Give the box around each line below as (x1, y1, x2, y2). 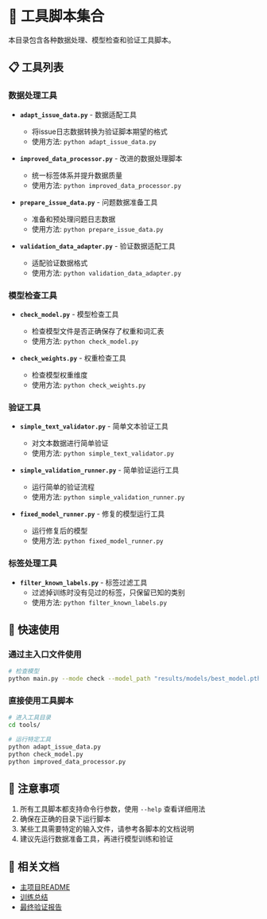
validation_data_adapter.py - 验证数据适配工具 (19, 241, 176, 251)
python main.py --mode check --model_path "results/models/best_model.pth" (8, 675, 265, 683)
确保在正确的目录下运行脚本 (19, 814, 111, 824)
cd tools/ (8, 722, 41, 729)
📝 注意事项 (8, 781, 60, 795)
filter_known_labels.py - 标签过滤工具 (19, 577, 148, 587)
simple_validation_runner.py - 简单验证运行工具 (19, 465, 180, 475)
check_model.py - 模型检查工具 (19, 309, 119, 319)
